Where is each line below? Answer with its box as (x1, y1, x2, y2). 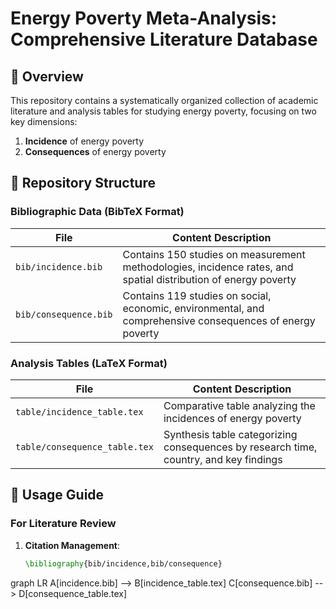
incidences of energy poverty (163, 411, 302, 425)
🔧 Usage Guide (10, 487, 105, 504)
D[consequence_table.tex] (18, 587, 128, 599)
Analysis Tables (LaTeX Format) (10, 356, 168, 370)
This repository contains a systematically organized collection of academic (10, 95, 319, 106)
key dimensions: (10, 116, 78, 127)
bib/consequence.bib (15, 308, 113, 320)
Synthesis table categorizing (163, 427, 298, 441)
